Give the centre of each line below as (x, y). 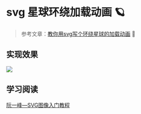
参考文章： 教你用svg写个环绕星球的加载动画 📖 (78, 34)
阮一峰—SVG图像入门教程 (38, 105)
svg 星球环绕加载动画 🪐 (66, 12)
